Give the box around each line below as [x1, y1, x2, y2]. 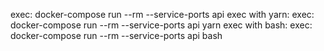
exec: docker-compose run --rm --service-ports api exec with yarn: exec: [10, 9, 315, 20]
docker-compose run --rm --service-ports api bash [10, 30, 223, 41]
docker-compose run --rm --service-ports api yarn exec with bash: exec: [10, 19, 313, 31]
